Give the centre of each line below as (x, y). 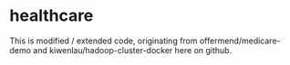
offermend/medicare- (240, 41)
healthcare (52, 16)
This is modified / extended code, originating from (104, 41)
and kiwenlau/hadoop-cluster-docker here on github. (133, 50)
